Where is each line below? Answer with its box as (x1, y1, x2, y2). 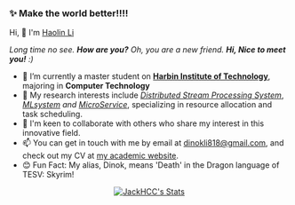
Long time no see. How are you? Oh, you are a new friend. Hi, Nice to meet (9, 44, 286, 55)
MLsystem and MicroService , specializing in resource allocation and (21, 99, 273, 110)
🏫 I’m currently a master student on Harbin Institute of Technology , (21, 71, 271, 82)
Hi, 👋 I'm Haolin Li (9, 28, 75, 38)
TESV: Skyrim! (21, 170, 75, 180)
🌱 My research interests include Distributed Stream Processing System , (21, 90, 284, 100)
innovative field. (21, 128, 81, 138)
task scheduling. (21, 109, 83, 120)
